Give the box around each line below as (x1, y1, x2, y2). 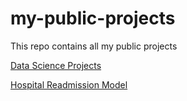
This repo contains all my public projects (10, 40, 178, 52)
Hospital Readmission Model (10, 78, 128, 91)
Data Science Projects (10, 59, 102, 71)
